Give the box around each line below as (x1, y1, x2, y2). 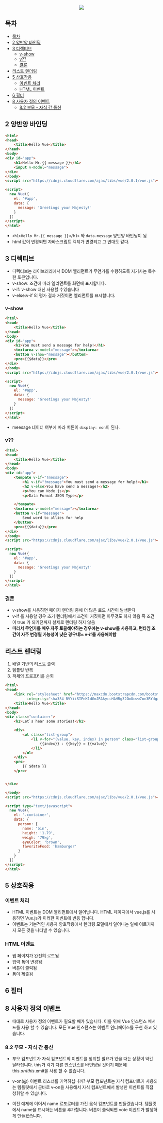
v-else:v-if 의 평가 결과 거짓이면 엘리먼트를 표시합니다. (12, 292, 115, 298)
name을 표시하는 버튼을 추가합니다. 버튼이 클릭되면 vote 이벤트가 (21, 1107, 145, 1113)
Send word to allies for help (22, 516, 83, 520)
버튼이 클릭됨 (12, 965, 37, 970)
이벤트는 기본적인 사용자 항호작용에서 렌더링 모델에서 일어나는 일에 (12, 921, 138, 927)
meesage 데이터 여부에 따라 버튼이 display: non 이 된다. (12, 424, 120, 430)
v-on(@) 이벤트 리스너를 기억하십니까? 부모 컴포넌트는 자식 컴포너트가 (12, 1078, 145, 1084)
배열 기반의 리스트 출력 (12, 661, 55, 667)
